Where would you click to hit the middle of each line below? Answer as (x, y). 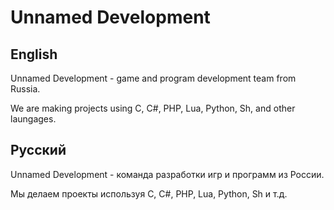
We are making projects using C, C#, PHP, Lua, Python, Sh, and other (153, 108)
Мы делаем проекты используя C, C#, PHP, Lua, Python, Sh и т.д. (149, 193)
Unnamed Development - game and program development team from (153, 78)
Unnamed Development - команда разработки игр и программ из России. (167, 174)
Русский (38, 150)
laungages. (33, 119)
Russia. (25, 89)
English (34, 54)
